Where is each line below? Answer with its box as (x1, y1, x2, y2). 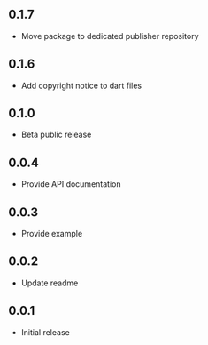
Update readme (20, 277, 79, 288)
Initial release (20, 326, 70, 337)
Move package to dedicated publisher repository (20, 30, 200, 41)
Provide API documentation (20, 179, 121, 189)
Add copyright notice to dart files (20, 80, 143, 91)
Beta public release (20, 129, 92, 140)
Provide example (20, 229, 83, 239)
